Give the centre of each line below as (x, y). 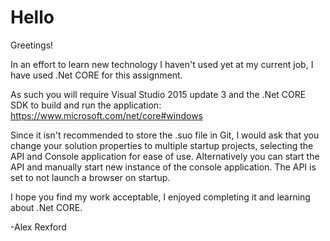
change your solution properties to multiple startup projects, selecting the (162, 145)
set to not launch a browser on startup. (90, 177)
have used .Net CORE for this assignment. (96, 75)
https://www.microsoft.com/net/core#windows (106, 115)
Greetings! (32, 45)
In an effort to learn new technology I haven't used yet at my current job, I (162, 64)
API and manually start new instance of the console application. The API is (163, 167)
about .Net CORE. (46, 207)
